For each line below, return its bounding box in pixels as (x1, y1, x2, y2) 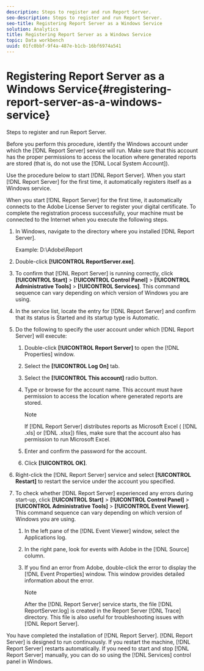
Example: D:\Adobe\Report (15, 245, 83, 253)
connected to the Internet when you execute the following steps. (6, 216, 169, 223)
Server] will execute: (15, 332, 67, 339)
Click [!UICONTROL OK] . (24, 459, 87, 466)
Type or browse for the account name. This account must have (24, 386, 183, 393)
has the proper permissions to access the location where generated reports (6, 153, 197, 161)
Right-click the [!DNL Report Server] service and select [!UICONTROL (15, 471, 191, 478)
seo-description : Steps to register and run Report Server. (6, 15, 163, 21)
